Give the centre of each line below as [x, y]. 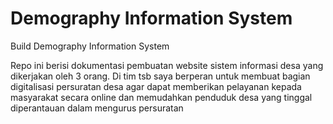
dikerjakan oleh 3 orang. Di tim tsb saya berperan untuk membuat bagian [160, 76]
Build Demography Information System [90, 46]
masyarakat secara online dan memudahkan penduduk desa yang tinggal [161, 97]
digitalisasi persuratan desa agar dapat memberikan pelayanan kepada [156, 86]
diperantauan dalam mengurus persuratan [97, 108]
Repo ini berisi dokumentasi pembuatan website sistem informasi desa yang [167, 65]
